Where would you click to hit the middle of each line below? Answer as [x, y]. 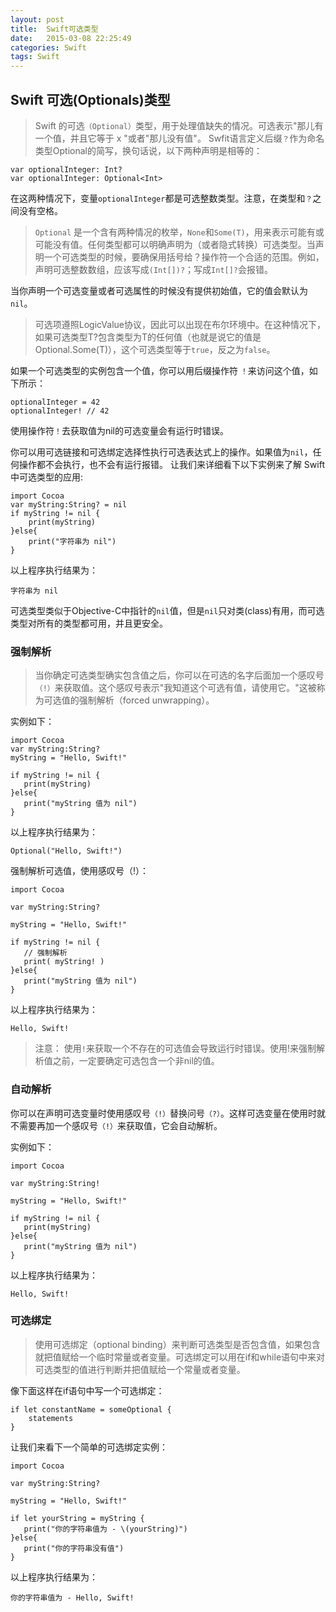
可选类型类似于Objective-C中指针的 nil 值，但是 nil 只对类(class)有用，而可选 [167, 610]
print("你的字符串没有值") [74, 1548]
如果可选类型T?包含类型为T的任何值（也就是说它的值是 [148, 337]
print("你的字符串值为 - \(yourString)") [105, 1529]
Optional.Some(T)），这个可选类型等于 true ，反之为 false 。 [155, 349]
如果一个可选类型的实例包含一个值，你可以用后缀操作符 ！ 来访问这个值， [160, 370]
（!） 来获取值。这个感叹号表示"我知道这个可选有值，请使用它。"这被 [175, 688]
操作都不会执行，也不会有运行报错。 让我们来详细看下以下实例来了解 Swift [171, 464]
